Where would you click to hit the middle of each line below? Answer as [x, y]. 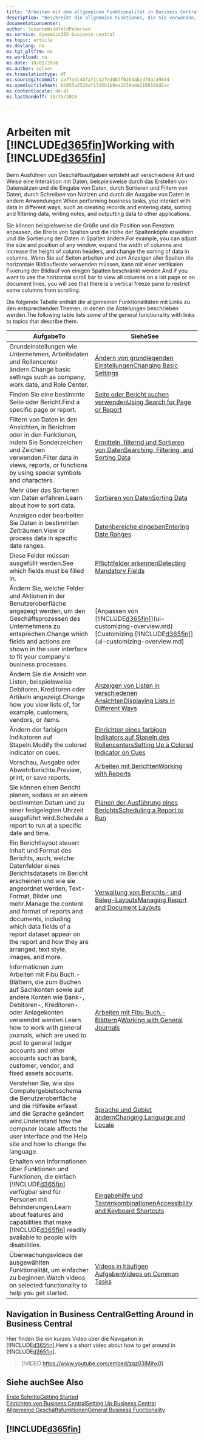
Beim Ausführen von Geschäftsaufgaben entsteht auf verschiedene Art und [100, 175]
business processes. [39, 664]
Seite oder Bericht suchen [132, 394]
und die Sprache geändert [46, 1113]
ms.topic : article [29, 40]
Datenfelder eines [35, 865]
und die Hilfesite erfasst [43, 1106]
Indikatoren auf [31, 737]
